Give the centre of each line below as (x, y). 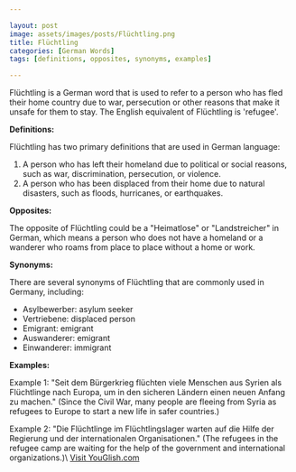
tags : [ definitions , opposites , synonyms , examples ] (111, 60)
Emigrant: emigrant (58, 329)
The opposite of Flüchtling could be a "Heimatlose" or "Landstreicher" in (144, 228)
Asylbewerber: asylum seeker (78, 310)
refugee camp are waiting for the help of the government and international (148, 449)
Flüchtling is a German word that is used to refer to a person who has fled (146, 93)
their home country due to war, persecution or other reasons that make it (144, 102)
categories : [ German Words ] (62, 51)
